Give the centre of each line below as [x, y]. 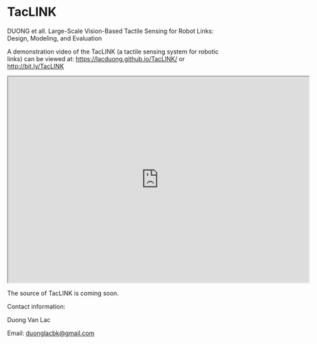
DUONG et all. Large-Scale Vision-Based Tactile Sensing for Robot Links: [111, 31]
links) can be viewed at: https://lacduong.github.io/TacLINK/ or [96, 58]
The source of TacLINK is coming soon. [63, 293]
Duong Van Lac [29, 319]
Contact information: [36, 306]
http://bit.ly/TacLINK [35, 66]
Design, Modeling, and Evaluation [55, 38]
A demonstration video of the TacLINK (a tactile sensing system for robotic [113, 51]
